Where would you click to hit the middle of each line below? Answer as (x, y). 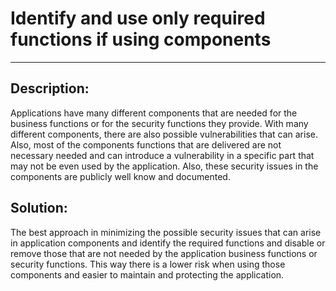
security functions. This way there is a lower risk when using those (148, 264)
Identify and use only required (138, 18)
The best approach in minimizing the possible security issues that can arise (166, 232)
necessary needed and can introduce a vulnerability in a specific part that (162, 155)
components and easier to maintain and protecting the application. (147, 274)
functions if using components (141, 39)
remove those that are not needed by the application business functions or (164, 253)
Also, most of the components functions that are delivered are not (146, 144)
